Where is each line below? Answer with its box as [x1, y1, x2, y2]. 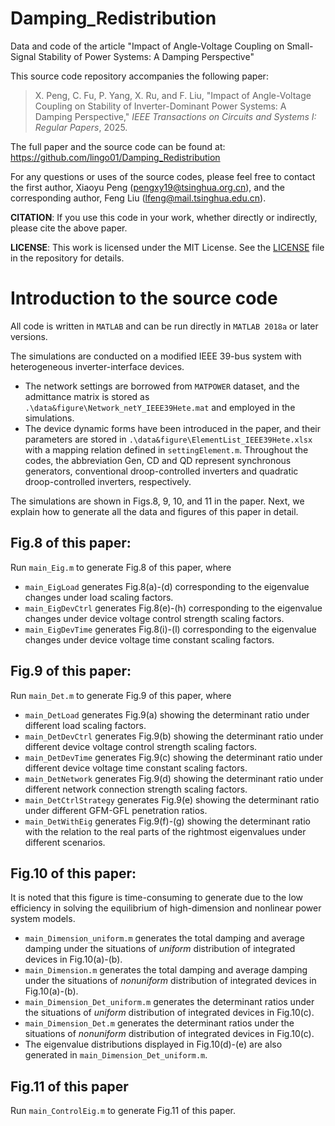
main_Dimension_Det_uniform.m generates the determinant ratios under [24, 996, 315, 1008]
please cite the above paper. [10, 222, 128, 234]
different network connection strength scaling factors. [24, 783, 248, 795]
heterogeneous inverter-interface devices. [10, 360, 185, 372]
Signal [10, 50, 37, 62]
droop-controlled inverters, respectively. [24, 475, 192, 487]
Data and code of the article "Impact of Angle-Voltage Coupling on [10, 40, 285, 52]
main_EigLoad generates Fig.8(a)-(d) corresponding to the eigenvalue [24, 580, 310, 592]
